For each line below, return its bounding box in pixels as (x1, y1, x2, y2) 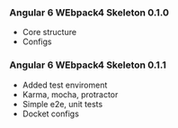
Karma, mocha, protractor (22, 88, 119, 100)
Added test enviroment (22, 79, 108, 90)
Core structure (22, 27, 77, 38)
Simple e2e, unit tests (22, 98, 103, 109)
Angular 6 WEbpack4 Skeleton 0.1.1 (9, 59, 166, 71)
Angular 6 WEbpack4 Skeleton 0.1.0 (9, 6, 169, 19)
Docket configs (22, 108, 79, 119)
